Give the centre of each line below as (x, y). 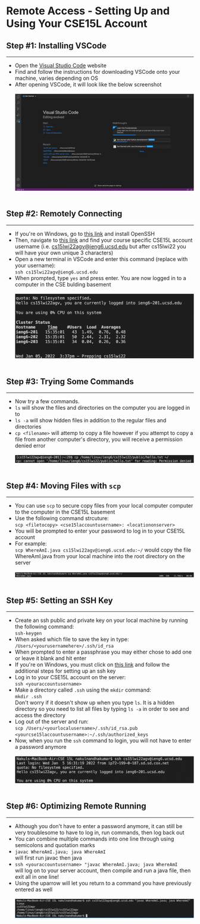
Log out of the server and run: (51, 721)
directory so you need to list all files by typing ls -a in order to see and (102, 709)
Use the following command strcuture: (62, 518)
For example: (31, 544)
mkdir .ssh (28, 697)
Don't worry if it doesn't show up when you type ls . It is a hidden (94, 703)
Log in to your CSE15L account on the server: (70, 677)
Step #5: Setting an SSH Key (60, 600)
